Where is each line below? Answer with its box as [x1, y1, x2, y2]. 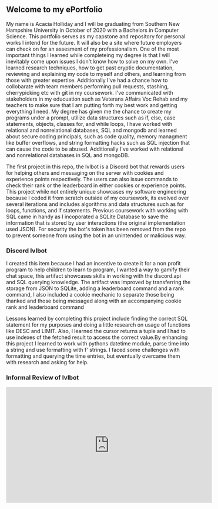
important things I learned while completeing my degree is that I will [6, 51, 170, 58]
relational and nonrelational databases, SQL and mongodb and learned [6, 127, 177, 134]
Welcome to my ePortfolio [6, 5, 103, 15]
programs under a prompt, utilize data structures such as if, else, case [6, 114, 176, 121]
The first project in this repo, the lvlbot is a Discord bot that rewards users [6, 163, 185, 170]
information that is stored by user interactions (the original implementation [6, 219, 186, 226]
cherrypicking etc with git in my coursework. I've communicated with [6, 89, 173, 96]
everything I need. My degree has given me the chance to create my [6, 108, 172, 115]
